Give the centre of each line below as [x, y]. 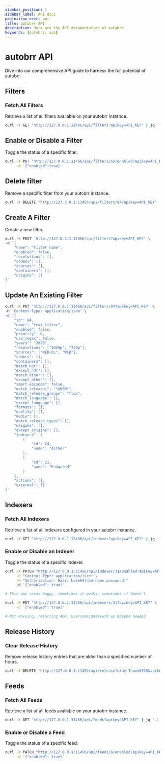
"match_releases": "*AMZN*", [44, 389]
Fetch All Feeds [24, 700]
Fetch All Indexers [27, 519]
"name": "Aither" [49, 449]
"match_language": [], [37, 398]
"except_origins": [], [37, 430]
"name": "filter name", [38, 248]
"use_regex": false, [35, 339]
